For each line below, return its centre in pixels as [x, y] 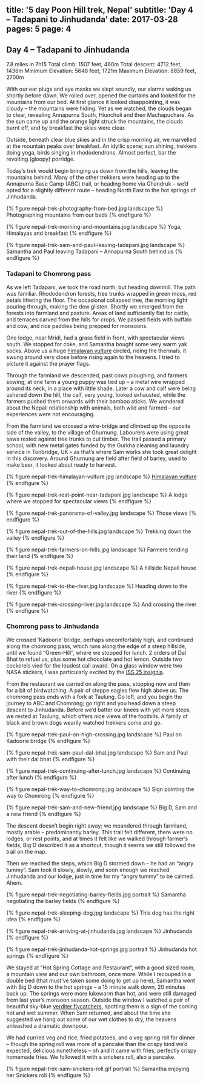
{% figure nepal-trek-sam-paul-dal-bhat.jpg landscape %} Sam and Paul [97, 752]
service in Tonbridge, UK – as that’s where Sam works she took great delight [101, 452]
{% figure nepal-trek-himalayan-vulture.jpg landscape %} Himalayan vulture [101, 476]
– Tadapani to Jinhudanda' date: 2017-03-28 [92, 20]
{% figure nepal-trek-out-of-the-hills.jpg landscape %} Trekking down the [99, 531]
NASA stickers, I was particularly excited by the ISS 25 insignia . [85, 672]
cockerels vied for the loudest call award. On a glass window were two [95, 665]
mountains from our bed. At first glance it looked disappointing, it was [93, 102]
